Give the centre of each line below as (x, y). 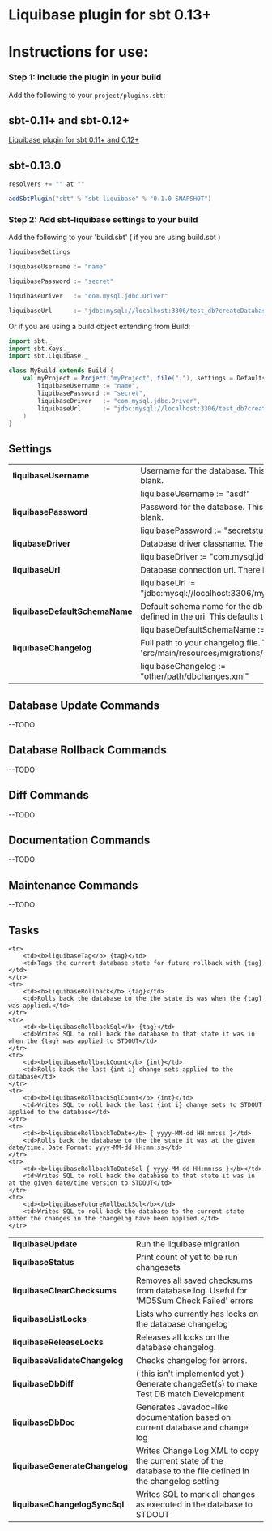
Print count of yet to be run (187, 1257)
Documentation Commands (79, 840)
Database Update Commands (84, 705)
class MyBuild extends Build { (61, 371)
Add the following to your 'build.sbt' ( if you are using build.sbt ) (115, 238)
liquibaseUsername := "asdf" (195, 494)
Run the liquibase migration (188, 1244)
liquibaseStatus (43, 1263)
